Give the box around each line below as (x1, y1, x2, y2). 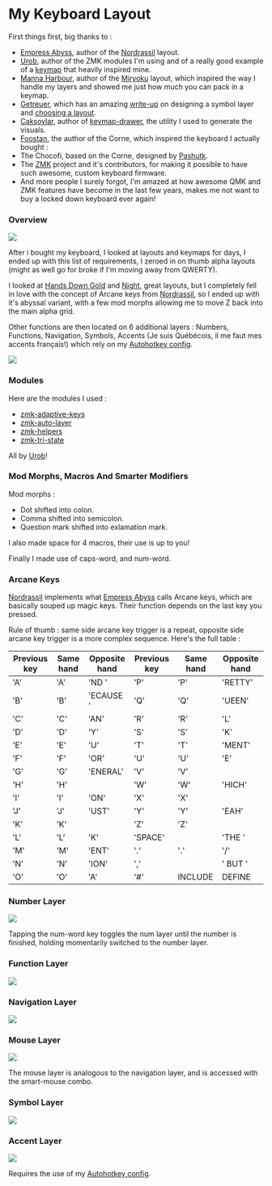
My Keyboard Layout (8, 5, 151, 24)
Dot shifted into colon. (19, 504, 95, 515)
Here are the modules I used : (8, 393, 108, 403)
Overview (8, 214, 48, 225)
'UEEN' (221, 695, 249, 706)
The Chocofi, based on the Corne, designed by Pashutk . (19, 151, 208, 161)
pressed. (8, 610, 38, 619)
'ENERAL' (87, 766, 124, 777)
